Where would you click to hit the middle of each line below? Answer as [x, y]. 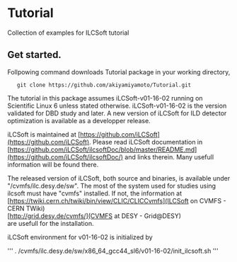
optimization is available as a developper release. [79, 120]
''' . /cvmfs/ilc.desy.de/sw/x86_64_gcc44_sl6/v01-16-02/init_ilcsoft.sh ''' [113, 251]
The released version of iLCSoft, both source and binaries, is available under [119, 178]
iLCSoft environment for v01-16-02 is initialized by [80, 237]
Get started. [34, 55]
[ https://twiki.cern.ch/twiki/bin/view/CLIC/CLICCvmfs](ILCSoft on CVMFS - [117, 200]
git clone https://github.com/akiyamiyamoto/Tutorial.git [104, 85]
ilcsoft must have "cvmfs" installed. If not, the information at [95, 193]
